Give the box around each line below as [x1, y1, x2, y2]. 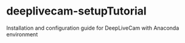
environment [6, 30, 38, 38]
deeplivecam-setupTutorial [6, 4, 147, 18]
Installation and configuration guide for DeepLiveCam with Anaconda [6, 24, 180, 31]
